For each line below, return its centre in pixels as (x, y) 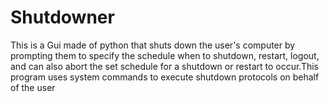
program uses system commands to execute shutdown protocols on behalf (165, 77)
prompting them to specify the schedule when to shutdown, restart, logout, (165, 55)
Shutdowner (62, 17)
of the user (33, 87)
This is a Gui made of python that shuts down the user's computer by (153, 45)
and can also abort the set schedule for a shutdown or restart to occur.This (165, 66)
